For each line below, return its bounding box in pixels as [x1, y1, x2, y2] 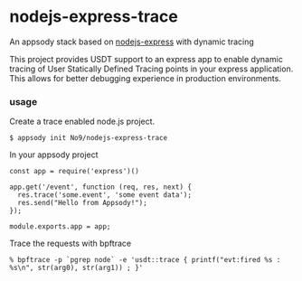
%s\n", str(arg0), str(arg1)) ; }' [9, 264, 144, 273]
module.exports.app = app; [9, 222, 111, 231]
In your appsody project [9, 149, 99, 160]
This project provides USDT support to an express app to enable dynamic [9, 53, 283, 64]
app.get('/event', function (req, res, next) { [9, 183, 193, 192]
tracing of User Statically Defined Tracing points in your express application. [9, 63, 294, 74]
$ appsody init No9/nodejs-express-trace [9, 134, 168, 143]
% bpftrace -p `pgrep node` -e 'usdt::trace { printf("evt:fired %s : [9, 256, 281, 265]
